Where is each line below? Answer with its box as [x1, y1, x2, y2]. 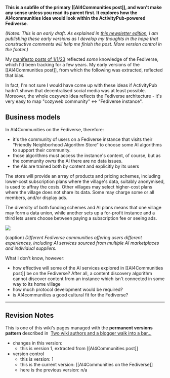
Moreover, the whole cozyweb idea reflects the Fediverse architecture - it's [5, 93, 162, 99]
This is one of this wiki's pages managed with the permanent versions [5, 324, 153, 331]
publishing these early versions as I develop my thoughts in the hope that [5, 35, 158, 42]
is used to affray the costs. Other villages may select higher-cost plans [5, 183, 153, 190]
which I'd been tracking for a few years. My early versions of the [5, 62, 140, 67]
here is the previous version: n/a [20, 367, 88, 373]
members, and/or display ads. [5, 195, 68, 201]
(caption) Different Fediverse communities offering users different [5, 234, 142, 240]
